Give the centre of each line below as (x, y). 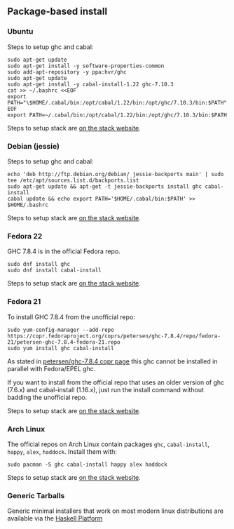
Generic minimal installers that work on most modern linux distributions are (116, 511)
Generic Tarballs (36, 495)
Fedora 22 (25, 236)
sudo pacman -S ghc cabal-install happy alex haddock (88, 464)
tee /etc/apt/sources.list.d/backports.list (73, 180)
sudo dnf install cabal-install (54, 270)
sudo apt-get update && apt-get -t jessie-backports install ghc (104, 186)
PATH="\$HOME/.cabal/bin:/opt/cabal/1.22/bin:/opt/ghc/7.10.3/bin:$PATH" (117, 102)
